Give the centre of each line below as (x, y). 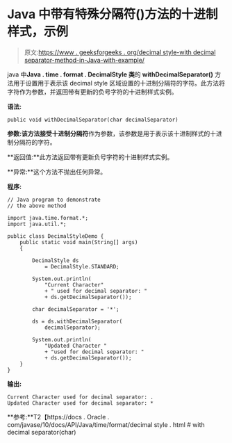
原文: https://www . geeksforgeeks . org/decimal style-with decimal (120, 52)
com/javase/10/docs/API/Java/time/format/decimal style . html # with (106, 424)
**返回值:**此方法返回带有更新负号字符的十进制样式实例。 (90, 156)
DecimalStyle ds (56, 260)
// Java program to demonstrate (54, 200)
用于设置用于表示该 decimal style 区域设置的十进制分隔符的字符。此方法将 (119, 83)
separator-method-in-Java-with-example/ (84, 60)
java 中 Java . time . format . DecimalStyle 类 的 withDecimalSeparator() (110, 74)
